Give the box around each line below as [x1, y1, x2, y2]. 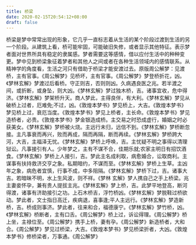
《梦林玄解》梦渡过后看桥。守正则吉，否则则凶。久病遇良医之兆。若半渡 [6, 80, 177, 87]
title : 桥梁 [6, 8, 33, 15]
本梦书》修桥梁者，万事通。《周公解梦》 [6, 233, 101, 240]
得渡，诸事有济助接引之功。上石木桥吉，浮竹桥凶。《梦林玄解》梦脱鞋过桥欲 [6, 189, 188, 196]
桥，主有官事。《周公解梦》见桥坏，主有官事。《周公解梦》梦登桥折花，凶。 [6, 72, 185, 79]
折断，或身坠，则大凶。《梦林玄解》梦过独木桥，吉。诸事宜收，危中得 [21, 87, 188, 94]
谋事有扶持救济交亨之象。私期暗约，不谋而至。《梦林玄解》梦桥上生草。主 [6, 160, 183, 167]
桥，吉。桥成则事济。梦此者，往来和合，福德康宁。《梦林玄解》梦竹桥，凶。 [6, 204, 188, 211]
